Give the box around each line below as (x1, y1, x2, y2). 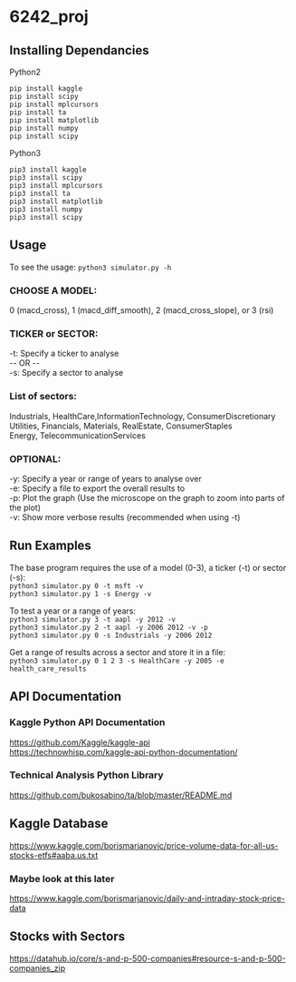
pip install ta (9, 108, 67, 117)
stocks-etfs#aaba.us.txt (9, 849, 99, 860)
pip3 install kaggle (9, 165, 88, 174)
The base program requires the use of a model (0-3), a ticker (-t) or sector (9, 562, 287, 573)
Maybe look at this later (9, 872, 115, 885)
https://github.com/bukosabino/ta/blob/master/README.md (9, 790, 233, 800)
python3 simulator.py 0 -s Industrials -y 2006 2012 (9, 631, 213, 640)
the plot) (9, 502, 42, 513)
